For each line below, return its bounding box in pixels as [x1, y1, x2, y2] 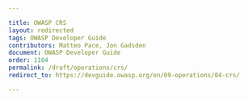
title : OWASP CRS [8, 19, 67, 27]
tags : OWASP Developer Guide [8, 34, 107, 42]
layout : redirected [8, 26, 74, 35]
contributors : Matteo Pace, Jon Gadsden [8, 41, 147, 49]
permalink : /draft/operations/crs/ [8, 64, 128, 72]
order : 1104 [8, 56, 48, 64]
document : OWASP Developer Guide [8, 49, 121, 57]
